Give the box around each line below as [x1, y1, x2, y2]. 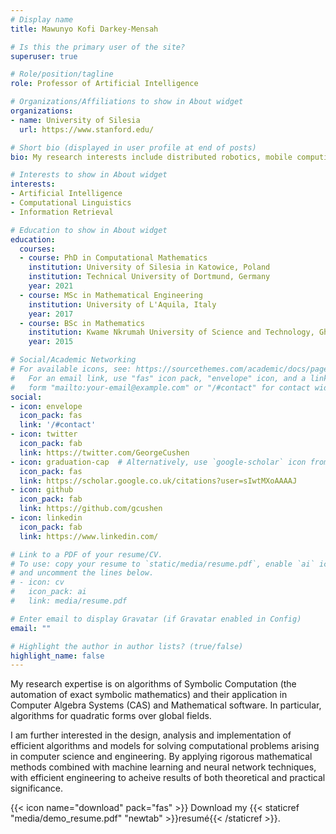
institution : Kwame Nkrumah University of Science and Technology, [28, 327, 315, 338]
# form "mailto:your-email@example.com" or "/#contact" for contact [10, 382, 311, 393]
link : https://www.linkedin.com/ [19, 531, 159, 541]
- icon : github [10, 485, 74, 495]
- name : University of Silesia [10, 115, 141, 125]
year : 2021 [28, 281, 74, 291]
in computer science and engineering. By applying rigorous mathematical [10, 751, 313, 763]
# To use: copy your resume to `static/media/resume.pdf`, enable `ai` [10, 559, 315, 569]
